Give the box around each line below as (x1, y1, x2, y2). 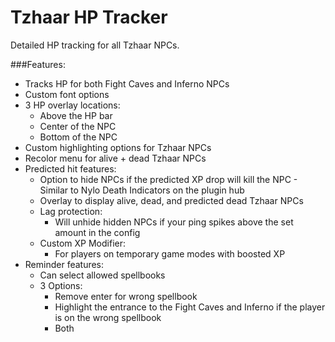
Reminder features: (24, 258, 105, 270)
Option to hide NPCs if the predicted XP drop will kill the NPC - (39, 173, 298, 185)
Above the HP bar (39, 109, 113, 121)
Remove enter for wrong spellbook (54, 290, 198, 302)
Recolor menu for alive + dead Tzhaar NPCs (24, 152, 207, 164)
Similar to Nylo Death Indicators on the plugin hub (39, 184, 245, 196)
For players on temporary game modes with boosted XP (54, 247, 286, 260)
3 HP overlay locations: (24, 99, 121, 111)
